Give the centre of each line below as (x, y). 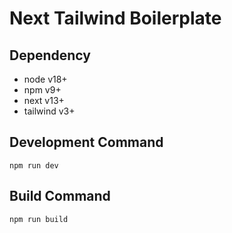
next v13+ (44, 100)
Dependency (50, 55)
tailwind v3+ (49, 111)
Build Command (60, 196)
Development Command (86, 142)
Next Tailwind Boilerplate (115, 18)
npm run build (39, 219)
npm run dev (34, 165)
